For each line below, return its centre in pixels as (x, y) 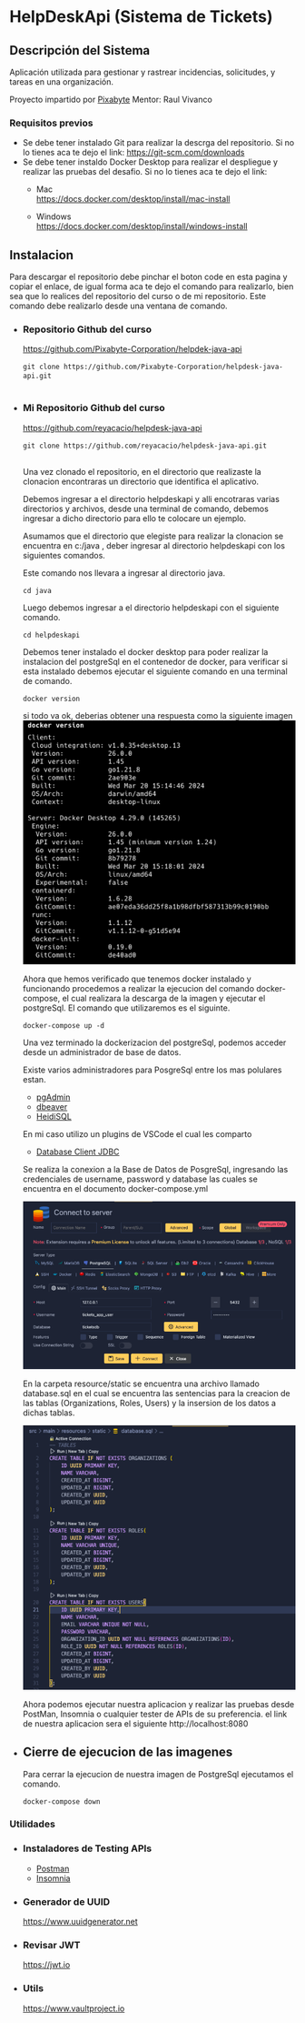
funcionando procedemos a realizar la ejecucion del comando (138, 988)
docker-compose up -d (63, 1025)
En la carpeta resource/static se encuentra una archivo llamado (141, 1384)
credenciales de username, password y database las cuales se (140, 1179)
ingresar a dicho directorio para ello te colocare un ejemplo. (134, 518)
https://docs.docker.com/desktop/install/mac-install (133, 199)
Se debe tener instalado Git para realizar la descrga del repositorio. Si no (158, 143)
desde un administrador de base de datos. (102, 1052)
